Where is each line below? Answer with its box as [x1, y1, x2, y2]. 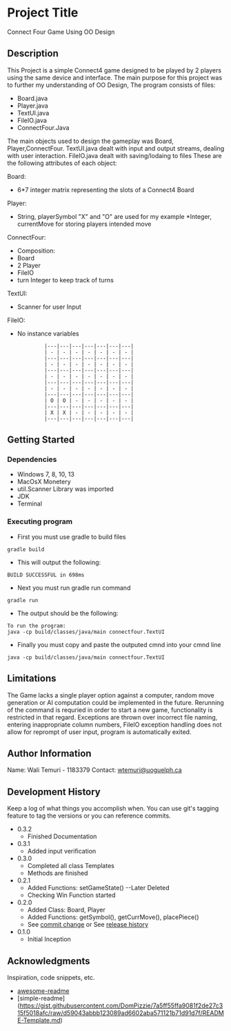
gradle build [7, 546, 45, 553]
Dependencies [7, 454, 57, 464]
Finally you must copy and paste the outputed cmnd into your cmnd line [17, 640, 221, 648]
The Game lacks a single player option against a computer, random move [7, 691, 215, 699]
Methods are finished [27, 869, 88, 878]
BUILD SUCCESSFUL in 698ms [7, 571, 85, 578]
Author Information [7, 747, 92, 759]
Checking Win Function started [27, 891, 116, 899]
